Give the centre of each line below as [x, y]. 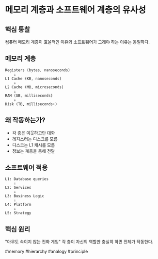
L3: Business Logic [25, 196]
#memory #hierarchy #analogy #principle [47, 251]
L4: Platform [18, 205]
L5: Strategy [18, 213]
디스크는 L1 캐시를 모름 [33, 145]
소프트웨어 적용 [26, 168]
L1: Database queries [27, 179]
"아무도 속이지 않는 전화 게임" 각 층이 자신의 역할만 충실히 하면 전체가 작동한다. [79, 242]
